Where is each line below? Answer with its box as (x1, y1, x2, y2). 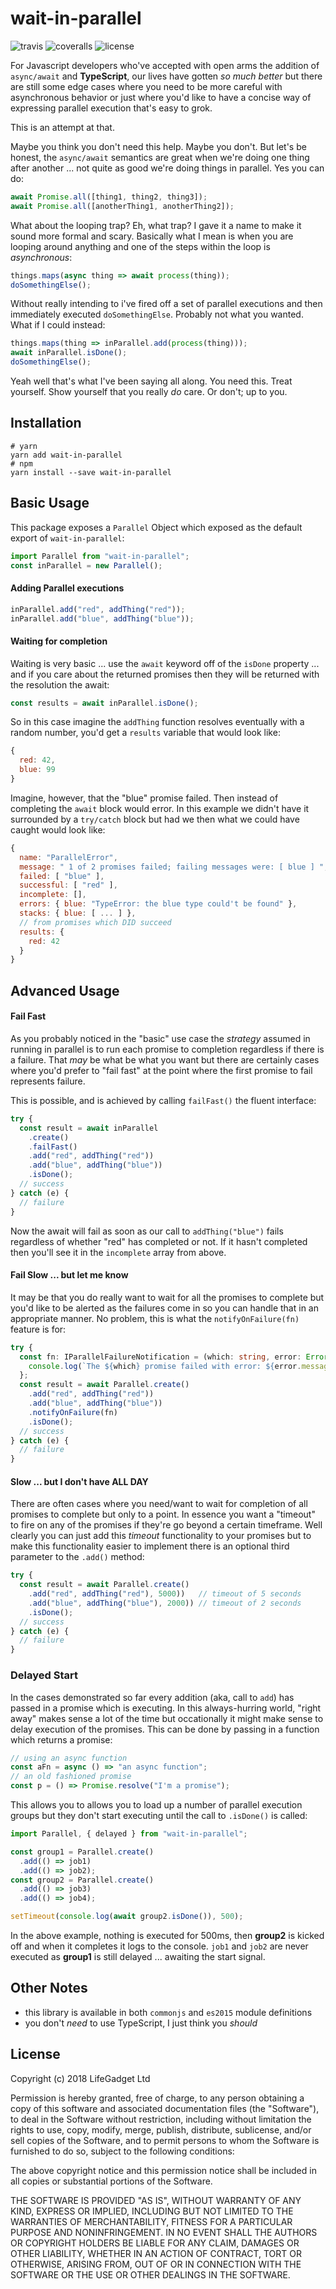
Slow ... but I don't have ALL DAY (10, 1475, 149, 1487)
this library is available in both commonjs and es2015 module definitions (24, 2006, 313, 2018)
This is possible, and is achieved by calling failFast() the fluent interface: (10, 1094, 317, 1106)
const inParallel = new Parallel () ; (10, 560, 163, 571)
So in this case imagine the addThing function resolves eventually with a (10, 716, 305, 728)
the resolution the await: (10, 678, 110, 691)
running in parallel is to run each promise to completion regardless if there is (10, 1043, 325, 1055)
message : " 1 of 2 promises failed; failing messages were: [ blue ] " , (19, 862, 329, 872)
